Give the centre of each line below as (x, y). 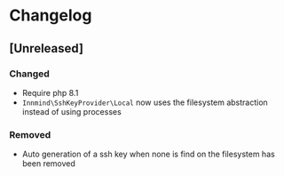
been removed (48, 164)
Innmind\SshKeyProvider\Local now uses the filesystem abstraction (145, 102)
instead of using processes (71, 111)
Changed (30, 74)
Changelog (51, 16)
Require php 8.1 (50, 92)
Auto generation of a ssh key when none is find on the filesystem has (148, 154)
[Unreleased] (47, 48)
